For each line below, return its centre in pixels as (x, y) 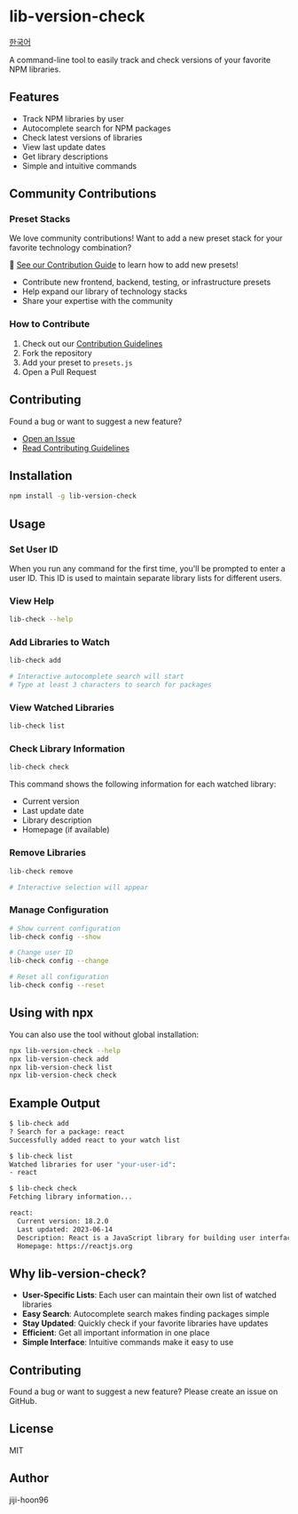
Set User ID (34, 549)
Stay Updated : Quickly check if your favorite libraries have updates (145, 1323)
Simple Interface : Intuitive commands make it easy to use (128, 1343)
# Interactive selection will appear (79, 887)
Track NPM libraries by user (73, 118)
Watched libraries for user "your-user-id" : (93, 1164)
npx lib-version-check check (63, 1076)
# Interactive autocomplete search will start (97, 677)
